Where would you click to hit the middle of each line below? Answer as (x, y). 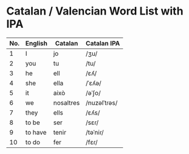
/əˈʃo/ (94, 93)
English (36, 43)
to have (36, 132)
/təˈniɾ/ (95, 132)
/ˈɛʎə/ (94, 83)
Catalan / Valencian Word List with (95, 11)
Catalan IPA (103, 43)
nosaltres (67, 102)
